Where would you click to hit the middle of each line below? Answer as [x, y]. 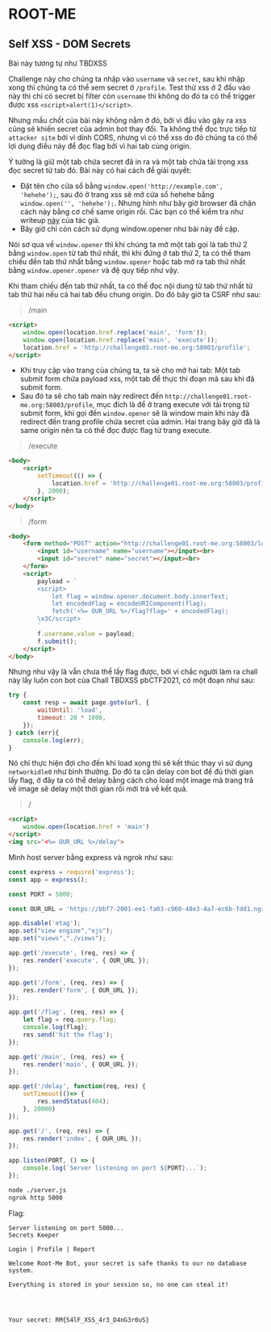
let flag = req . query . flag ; [70, 1020]
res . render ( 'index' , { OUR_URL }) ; [83, 1139]
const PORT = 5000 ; [41, 894]
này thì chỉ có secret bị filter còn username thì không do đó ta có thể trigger [132, 96]
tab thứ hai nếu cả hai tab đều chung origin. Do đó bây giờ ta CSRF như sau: [135, 294]
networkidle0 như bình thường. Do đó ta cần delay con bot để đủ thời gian [131, 771]
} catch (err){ [34, 733]
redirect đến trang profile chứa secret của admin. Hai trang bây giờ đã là [140, 422]
